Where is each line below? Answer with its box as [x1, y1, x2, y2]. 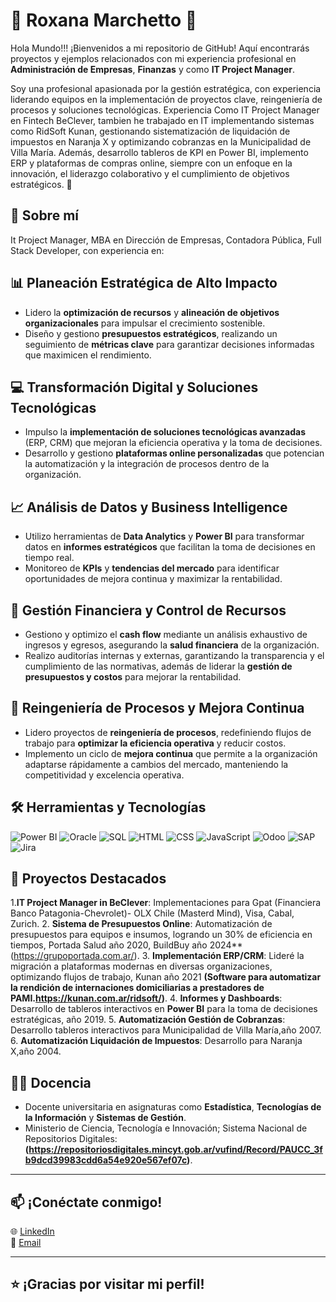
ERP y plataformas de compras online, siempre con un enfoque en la [10, 157, 293, 169]
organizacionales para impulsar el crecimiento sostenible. [24, 317, 266, 329]
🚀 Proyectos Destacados [10, 870, 167, 888]
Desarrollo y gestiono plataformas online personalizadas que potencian [24, 447, 325, 459]
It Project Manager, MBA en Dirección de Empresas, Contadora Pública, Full [10, 234, 322, 246]
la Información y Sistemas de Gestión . [24, 1112, 187, 1124]
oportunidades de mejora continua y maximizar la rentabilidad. [24, 573, 283, 585]
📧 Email [10, 1237, 42, 1249]
